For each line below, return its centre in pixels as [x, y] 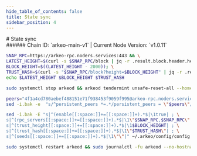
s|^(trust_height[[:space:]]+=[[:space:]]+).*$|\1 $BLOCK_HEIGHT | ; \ [93, 126]
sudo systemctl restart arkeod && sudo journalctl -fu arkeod [84, 147]
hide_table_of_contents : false [44, 11]
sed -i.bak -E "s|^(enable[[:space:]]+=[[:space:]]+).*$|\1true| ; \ [93, 115]
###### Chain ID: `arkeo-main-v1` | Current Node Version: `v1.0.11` [86, 45]
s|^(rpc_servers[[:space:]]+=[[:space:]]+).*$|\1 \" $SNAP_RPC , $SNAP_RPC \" [98, 120]
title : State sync [28, 17]
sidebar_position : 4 [31, 22]
